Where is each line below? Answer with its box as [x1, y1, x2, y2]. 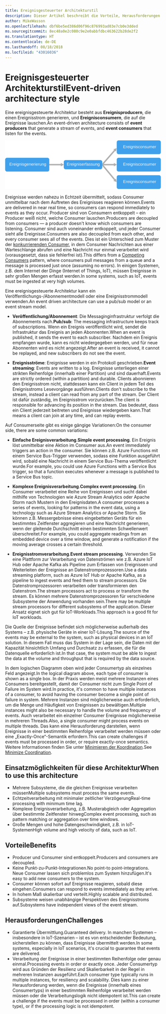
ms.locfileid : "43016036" [5, 50, 58, 55]
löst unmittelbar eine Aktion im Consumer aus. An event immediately [12, 442, 151, 448]
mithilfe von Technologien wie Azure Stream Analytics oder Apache [12, 494, 150, 500]
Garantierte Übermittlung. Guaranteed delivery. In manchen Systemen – [12, 929, 157, 935]
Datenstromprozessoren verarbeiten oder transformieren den [12, 583, 137, 589]
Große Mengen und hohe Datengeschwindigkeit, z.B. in [12, 821, 125, 828]
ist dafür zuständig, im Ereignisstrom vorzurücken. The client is [12, 397, 140, 403]
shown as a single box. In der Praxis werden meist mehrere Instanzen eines [5, 676, 159, 682]
